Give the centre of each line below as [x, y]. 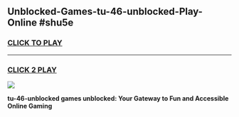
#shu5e [56, 23]
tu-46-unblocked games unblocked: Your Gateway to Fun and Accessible [118, 98]
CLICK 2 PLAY [32, 69]
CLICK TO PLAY [35, 43]
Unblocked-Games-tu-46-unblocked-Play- [105, 12]
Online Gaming [30, 106]
